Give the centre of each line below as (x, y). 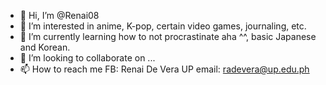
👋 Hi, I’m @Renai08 (59, 15)
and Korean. (45, 47)
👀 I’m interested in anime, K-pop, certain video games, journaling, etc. (163, 26)
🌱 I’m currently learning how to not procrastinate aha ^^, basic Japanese (168, 36)
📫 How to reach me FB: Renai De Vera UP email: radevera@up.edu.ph (164, 69)
